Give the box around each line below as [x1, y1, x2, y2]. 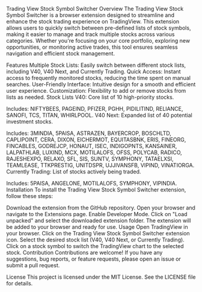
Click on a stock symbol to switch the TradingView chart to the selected [6, 243, 185, 249]
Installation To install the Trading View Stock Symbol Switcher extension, [6, 186, 186, 193]
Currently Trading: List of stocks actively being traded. [6, 168, 141, 175]
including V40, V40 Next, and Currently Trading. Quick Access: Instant [6, 68, 182, 75]
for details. [6, 280, 33, 287]
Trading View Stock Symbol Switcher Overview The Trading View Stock [6, 5, 184, 12]
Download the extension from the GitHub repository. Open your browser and [6, 204, 195, 211]
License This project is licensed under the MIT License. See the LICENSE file [6, 273, 196, 281]
